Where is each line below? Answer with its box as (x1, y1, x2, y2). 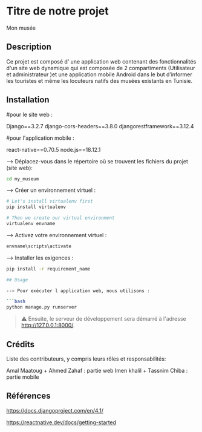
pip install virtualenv (6, 204, 67, 210)
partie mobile (6, 373, 39, 381)
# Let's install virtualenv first (6, 198, 94, 205)
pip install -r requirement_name (6, 266, 91, 272)
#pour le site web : (6, 111, 53, 118)
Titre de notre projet (6, 4, 109, 18)
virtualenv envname (6, 221, 56, 227)
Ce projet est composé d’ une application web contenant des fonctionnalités (6, 57, 197, 65)
